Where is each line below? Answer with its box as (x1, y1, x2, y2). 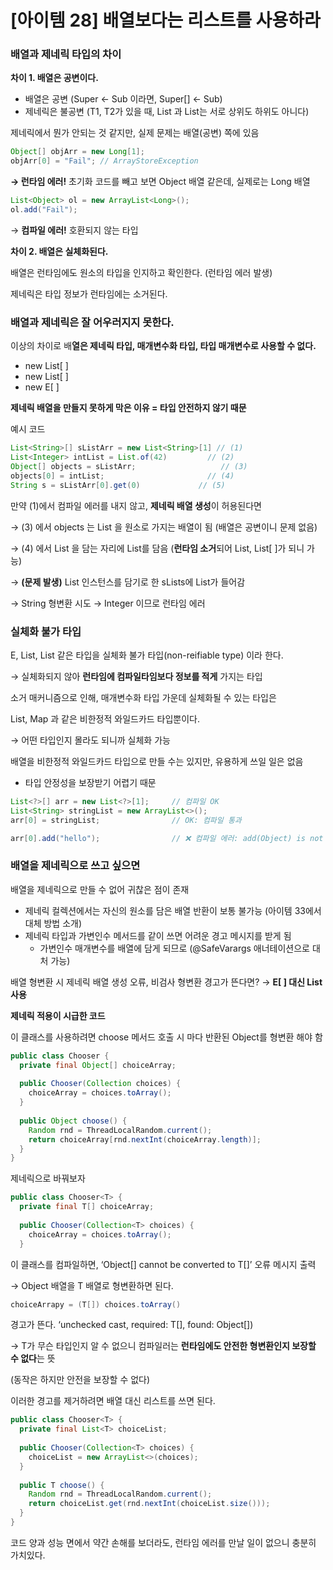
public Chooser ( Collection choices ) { (19, 1079, 182, 1089)
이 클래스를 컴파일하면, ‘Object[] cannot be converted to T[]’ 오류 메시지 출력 (10, 1258, 317, 1270)
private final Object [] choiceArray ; (19, 1060, 177, 1070)
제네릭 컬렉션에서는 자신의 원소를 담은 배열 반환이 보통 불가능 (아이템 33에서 (24, 904, 322, 916)
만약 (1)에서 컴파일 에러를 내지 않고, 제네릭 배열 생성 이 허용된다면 (10, 499, 262, 511)
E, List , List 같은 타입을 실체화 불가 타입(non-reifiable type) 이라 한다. (10, 649, 284, 661)
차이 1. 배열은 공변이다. (10, 72, 99, 84)
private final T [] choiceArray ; (19, 1202, 155, 1212)
